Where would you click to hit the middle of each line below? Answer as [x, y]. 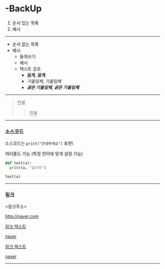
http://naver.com [22, 216]
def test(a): [18, 163]
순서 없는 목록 [25, 44]
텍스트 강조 [30, 69]
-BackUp [23, 9]
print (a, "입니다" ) [28, 168]
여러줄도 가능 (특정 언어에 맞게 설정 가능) [44, 154]
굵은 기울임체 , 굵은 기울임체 [53, 87]
